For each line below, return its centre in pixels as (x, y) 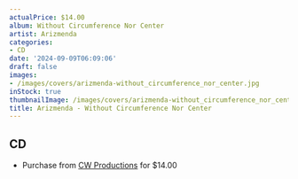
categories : (31, 42)
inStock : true (35, 91)
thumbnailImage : (39, 100)
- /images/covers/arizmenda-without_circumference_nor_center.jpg (134, 83)
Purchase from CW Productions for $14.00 (99, 166)
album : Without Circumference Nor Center (87, 26)
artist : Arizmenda (43, 34)
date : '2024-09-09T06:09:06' (63, 58)
